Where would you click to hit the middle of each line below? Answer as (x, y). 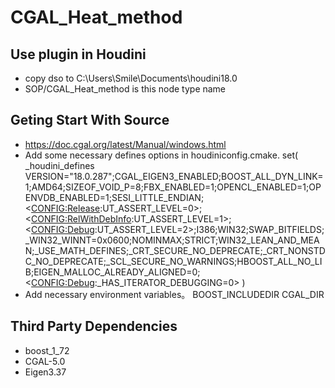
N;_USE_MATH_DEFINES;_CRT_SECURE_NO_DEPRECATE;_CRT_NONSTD (175, 250)
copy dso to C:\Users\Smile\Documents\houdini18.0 (131, 78)
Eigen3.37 (45, 372)
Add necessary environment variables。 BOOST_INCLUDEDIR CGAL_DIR (174, 294)
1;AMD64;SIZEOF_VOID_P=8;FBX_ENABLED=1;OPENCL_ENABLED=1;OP (173, 187)
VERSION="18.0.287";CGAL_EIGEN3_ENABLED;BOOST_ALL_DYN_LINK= (174, 176)
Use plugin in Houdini (78, 54)
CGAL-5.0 (45, 361)
